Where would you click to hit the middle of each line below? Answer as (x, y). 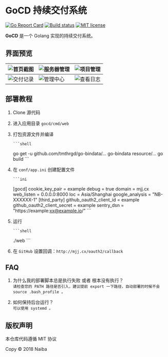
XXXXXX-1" (25, 200)
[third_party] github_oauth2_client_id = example (89, 200)
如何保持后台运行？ (33, 302)
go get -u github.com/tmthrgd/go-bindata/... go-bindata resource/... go (88, 153)
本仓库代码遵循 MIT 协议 (31, 339)
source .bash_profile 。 (39, 292)
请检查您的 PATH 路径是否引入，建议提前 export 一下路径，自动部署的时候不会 (86, 287)
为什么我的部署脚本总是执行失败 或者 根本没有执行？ (68, 280)
